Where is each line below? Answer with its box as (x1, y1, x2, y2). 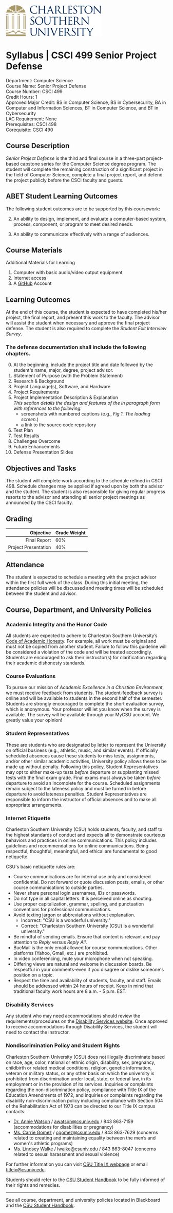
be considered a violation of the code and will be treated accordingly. (6, 649, 153, 655)
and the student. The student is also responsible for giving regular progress (6, 488, 166, 495)
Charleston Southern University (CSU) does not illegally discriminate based (6, 1054, 165, 1060)
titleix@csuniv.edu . (6, 1166, 46, 1172)
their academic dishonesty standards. (6, 660, 86, 666)
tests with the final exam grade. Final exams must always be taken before (6, 774, 161, 781)
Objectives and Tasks (6, 464, 76, 473)
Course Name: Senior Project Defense (6, 83, 87, 89)
